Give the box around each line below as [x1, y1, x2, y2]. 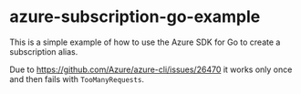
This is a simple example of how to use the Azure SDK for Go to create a [9, 37, 281, 47]
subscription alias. [9, 46, 78, 57]
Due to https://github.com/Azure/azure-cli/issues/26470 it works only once [9, 64, 293, 75]
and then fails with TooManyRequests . [9, 73, 144, 84]
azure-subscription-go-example [9, 6, 261, 27]
